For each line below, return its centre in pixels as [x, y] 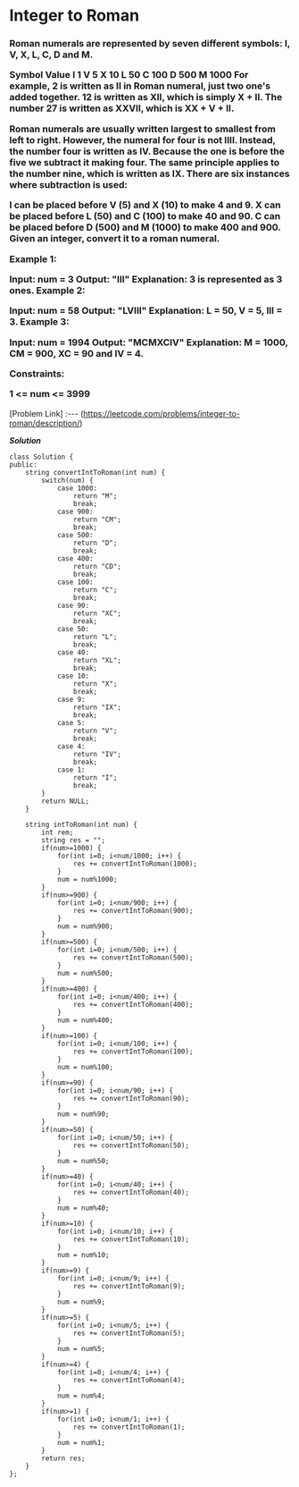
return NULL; [66, 801]
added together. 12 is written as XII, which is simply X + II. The [146, 97]
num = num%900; [85, 926]
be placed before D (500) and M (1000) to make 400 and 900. [145, 227]
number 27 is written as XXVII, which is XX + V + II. [122, 108]
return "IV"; [97, 754]
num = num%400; [85, 1020]
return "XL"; [97, 660]
